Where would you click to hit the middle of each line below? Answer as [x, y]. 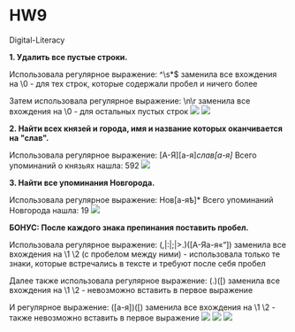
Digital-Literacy [37, 40]
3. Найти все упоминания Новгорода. [82, 182]
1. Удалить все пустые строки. [68, 57]
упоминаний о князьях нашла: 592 [74, 166]
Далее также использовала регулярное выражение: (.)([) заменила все [145, 281]
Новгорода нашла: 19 [49, 210]
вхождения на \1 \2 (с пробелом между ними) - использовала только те [145, 254]
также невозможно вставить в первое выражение [105, 317]
